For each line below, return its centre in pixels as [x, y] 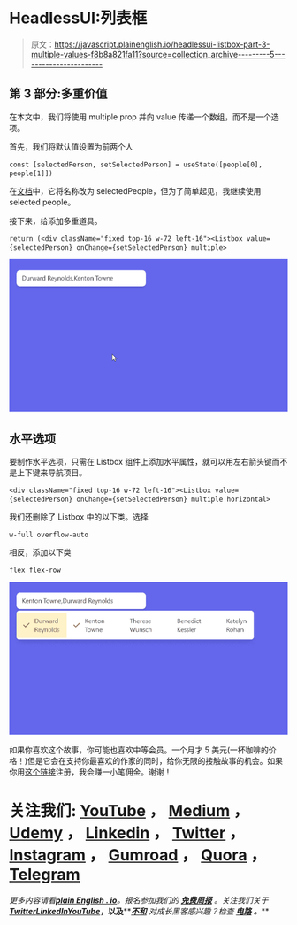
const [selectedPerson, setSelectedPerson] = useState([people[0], [136, 165]
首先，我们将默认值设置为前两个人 [71, 146]
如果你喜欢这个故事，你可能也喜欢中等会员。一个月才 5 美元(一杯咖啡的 [139, 750]
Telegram [45, 874]
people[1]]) [31, 173]
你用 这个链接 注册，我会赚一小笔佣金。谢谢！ [91, 772]
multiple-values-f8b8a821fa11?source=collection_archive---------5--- [158, 54]
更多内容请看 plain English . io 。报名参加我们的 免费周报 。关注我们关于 [139, 900]
